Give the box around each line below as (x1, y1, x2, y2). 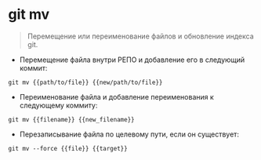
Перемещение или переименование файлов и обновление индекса (27, 31, 255, 41)
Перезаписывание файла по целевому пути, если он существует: (19, 129, 239, 139)
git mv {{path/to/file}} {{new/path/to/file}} (8, 78, 163, 86)
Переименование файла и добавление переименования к (19, 92, 214, 101)
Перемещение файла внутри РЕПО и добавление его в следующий (19, 55, 245, 64)
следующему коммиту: (19, 100, 98, 110)
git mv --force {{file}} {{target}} (8, 144, 128, 152)
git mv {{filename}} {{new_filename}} (8, 115, 135, 123)
